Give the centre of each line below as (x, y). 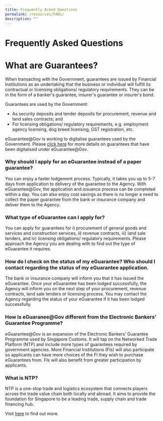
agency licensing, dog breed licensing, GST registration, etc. (73, 129)
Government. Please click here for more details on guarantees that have (77, 144)
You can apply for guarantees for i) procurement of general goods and (76, 228)
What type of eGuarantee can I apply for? (55, 217)
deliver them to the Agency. (33, 204)
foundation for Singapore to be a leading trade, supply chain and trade (76, 399)
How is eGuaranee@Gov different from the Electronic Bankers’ (81, 317)
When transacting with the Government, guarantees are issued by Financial (81, 79)
